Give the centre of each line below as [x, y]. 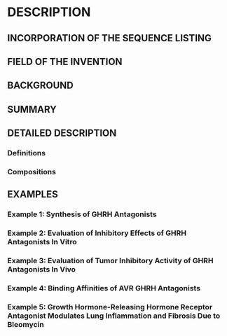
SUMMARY [32, 109]
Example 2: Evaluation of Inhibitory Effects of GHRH [97, 233]
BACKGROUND [40, 86]
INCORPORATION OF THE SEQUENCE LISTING [110, 38]
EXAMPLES [33, 194]
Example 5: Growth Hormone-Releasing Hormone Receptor [110, 307]
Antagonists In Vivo [41, 269]
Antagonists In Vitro [42, 242]
